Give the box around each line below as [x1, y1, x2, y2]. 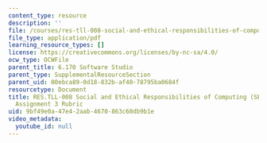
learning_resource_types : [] [8, 41, 105, 49]
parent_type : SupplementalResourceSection [8, 71, 151, 79]
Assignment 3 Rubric [15, 100, 83, 108]
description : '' [8, 19, 62, 27]
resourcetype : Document [8, 85, 87, 94]
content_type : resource [8, 11, 87, 20]
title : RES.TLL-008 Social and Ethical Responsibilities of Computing [8, 93, 247, 101]
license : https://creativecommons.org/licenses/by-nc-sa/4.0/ [8, 48, 219, 56]
